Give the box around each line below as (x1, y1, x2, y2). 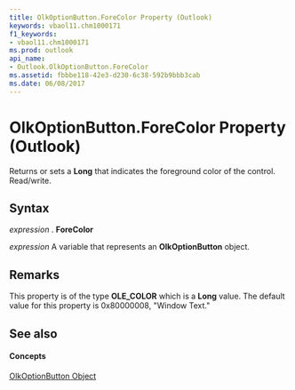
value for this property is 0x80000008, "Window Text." (9, 300, 211, 311)
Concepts (9, 351, 46, 362)
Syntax (9, 201, 50, 216)
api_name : (9, 54, 46, 63)
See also (9, 326, 58, 341)
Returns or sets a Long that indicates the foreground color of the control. (9, 165, 275, 176)
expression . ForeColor (9, 224, 93, 235)
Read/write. (9, 175, 52, 186)
